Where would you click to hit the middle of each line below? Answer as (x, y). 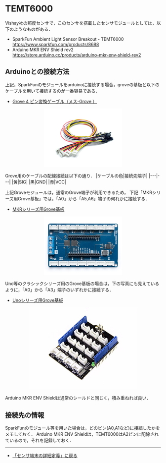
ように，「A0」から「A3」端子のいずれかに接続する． (60, 289)
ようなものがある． (33, 29)
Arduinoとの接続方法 (37, 72)
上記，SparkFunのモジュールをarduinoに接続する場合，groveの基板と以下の (82, 84)
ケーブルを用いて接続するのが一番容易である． (53, 91)
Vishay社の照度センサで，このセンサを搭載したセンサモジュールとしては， (81, 23)
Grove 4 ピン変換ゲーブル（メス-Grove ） (55, 101)
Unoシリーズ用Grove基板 (38, 300)
